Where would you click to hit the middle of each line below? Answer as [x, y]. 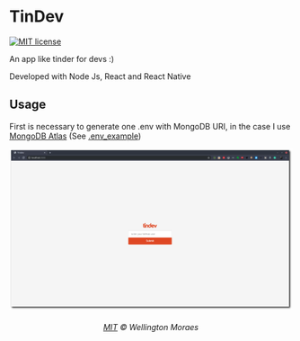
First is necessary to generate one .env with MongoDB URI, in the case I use [150, 126]
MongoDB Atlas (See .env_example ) [75, 136]
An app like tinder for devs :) [62, 58]
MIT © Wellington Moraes [151, 328]
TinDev [37, 17]
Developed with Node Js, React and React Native [100, 76]
